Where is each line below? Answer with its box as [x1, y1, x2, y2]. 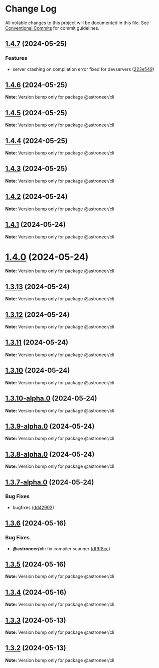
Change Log [5, 3, 57, 15]
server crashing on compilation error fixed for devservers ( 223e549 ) [12, 66, 154, 72]
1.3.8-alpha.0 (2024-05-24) [5, 450, 95, 458]
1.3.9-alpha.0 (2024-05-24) [5, 422, 95, 431]
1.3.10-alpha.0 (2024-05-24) [5, 394, 97, 403]
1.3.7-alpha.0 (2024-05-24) [5, 478, 94, 486]
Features [5, 55, 28, 62]
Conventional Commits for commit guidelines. [5, 25, 99, 31]
